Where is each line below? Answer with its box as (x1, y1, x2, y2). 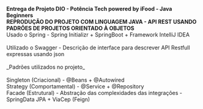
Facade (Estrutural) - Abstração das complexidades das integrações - (6, 90, 182, 96)
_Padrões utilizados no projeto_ (6, 63, 86, 71)
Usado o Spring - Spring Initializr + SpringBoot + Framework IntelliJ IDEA (6, 31, 190, 38)
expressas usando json (6, 51, 65, 57)
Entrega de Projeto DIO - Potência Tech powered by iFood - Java (6, 5, 172, 12)
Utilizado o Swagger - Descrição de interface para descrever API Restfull (6, 44, 191, 51)
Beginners (6, 12, 34, 19)
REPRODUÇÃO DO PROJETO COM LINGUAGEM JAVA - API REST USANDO (6, 18, 197, 25)
